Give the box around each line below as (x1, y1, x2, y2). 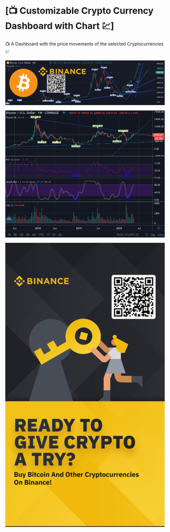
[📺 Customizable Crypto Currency (5, 5, 154, 17)
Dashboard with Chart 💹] (5, 20, 114, 32)
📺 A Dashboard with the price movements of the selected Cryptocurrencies (5, 41, 164, 47)
